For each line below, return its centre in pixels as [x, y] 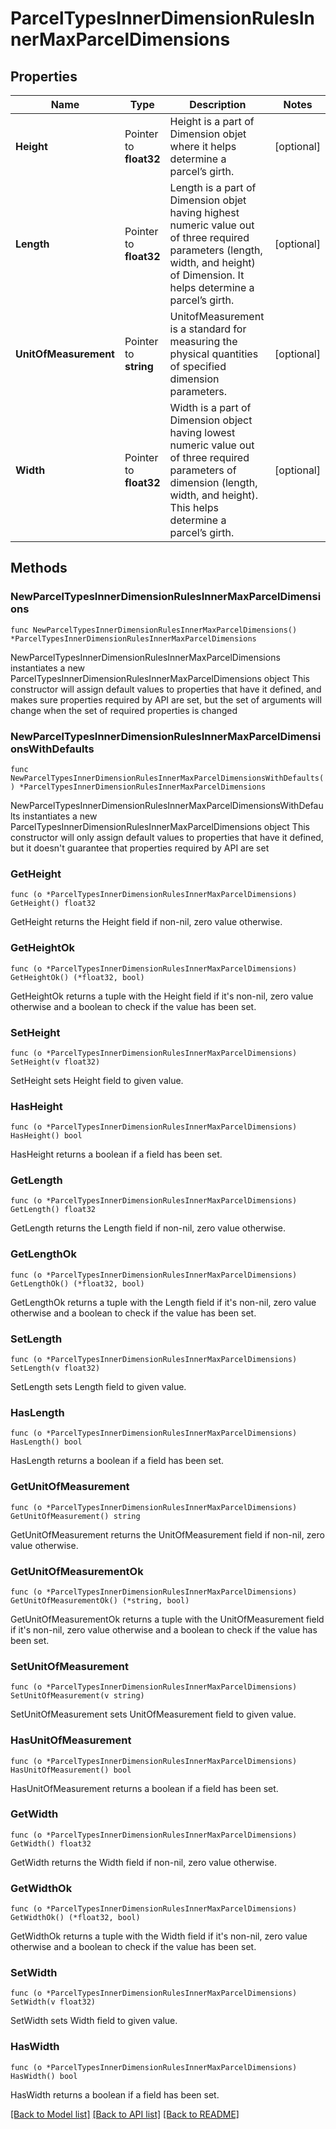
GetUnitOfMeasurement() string [75, 1516]
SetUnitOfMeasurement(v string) [77, 1696]
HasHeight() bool [46, 1136]
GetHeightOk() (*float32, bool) [77, 977]
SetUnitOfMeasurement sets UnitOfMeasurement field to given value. [153, 1714]
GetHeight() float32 [53, 903]
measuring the [203, 341]
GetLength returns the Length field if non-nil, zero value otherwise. [148, 1228]
